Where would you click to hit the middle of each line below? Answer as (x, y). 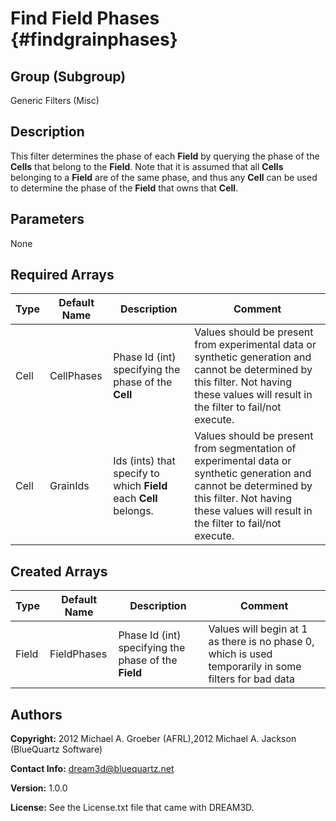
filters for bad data (251, 679)
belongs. (133, 511)
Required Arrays (62, 275)
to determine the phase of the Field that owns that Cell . (124, 188)
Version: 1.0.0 (39, 788)
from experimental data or (255, 345)
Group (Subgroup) (68, 76)
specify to (136, 474)
